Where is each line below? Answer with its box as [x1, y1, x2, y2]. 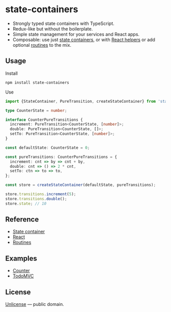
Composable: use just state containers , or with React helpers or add [12, 37, 155, 43]
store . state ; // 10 [5, 201, 47, 206]
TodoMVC [12, 273, 34, 279]
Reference [5, 215, 39, 224]
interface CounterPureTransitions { [5, 117, 83, 122]
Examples [5, 254, 37, 263]
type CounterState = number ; [5, 108, 67, 113]
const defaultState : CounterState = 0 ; [5, 145, 90, 150]
